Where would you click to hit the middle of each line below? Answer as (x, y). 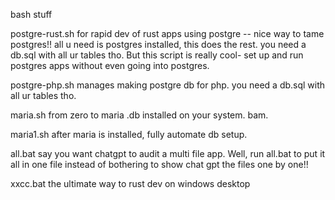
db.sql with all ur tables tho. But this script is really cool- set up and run (157, 55)
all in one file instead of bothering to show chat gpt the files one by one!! (159, 164)
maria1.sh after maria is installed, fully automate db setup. (129, 134)
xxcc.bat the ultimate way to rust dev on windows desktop (130, 183)
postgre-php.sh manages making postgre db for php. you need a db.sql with (168, 85)
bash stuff (31, 14)
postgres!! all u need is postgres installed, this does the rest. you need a (158, 44)
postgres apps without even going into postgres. (110, 65)
